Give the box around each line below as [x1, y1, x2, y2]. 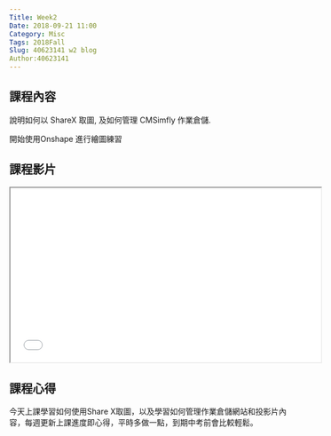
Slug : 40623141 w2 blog [9, 46, 98, 55]
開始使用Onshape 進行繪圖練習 [9, 133, 122, 144]
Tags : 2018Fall [9, 37, 66, 47]
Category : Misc [9, 29, 66, 38]
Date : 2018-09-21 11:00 [9, 21, 98, 30]
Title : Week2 [9, 12, 58, 22]
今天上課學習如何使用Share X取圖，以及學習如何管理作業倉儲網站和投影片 [9, 406, 280, 417]
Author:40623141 [9, 54, 69, 63]
